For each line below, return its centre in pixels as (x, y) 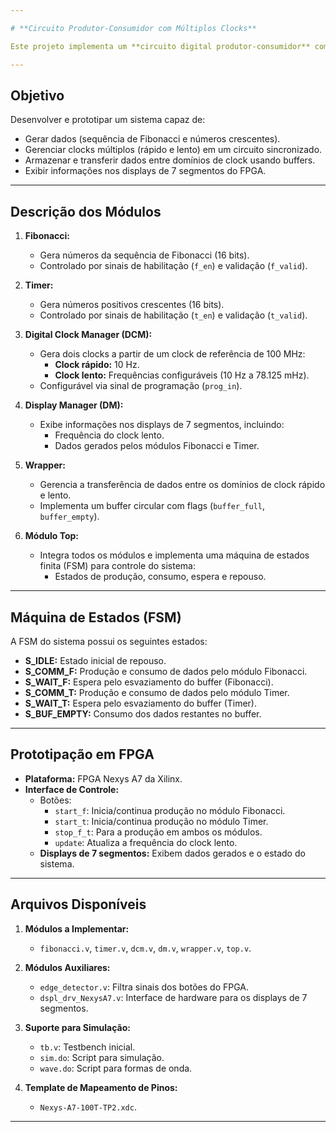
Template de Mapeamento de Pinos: (101, 1087)
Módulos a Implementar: (77, 928)
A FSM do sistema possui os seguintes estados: (109, 641)
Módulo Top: (51, 536)
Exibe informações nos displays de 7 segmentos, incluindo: (162, 425)
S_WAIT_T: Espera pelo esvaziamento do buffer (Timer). (141, 703)
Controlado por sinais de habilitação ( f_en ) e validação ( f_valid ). (173, 266)
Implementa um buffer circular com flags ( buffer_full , (152, 506)
